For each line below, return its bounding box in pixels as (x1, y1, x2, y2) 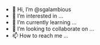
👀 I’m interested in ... (12, 12, 64, 19)
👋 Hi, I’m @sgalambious (12, 6, 72, 13)
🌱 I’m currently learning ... (12, 19, 77, 26)
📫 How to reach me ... (12, 32, 68, 39)
